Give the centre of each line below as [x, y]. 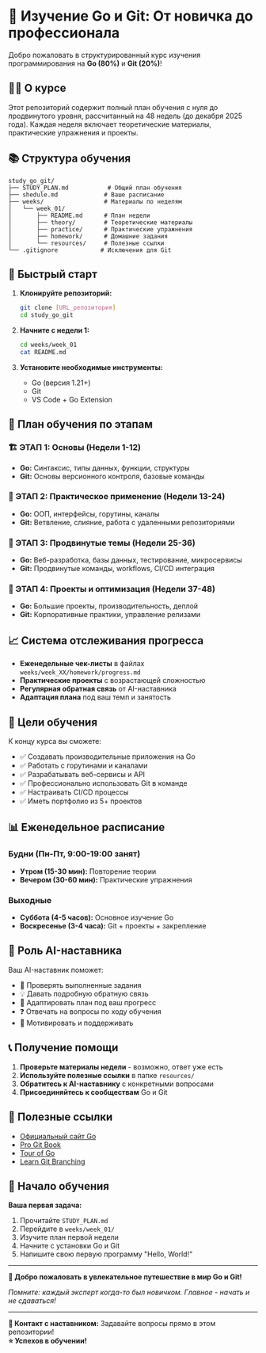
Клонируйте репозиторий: [66, 293]
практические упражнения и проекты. [73, 132]
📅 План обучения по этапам [80, 424]
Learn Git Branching [52, 1161]
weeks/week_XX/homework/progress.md [80, 673]
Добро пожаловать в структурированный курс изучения [104, 55]
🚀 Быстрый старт [53, 274]
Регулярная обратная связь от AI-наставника [98, 689]
